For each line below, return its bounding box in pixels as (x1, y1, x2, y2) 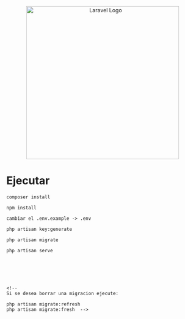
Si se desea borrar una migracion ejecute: (6, 290, 119, 296)
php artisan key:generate (6, 226, 72, 232)
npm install (6, 205, 37, 211)
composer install (6, 193, 51, 200)
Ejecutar (6, 174, 50, 188)
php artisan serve (6, 247, 53, 253)
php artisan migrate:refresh (6, 301, 81, 307)
